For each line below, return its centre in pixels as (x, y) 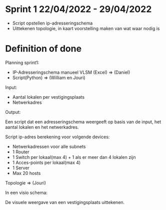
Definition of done (43, 49)
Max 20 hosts (26, 173)
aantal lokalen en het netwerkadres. (42, 127)
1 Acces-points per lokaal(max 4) (46, 162)
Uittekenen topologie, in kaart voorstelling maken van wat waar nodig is (86, 28)
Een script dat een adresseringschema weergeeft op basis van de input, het (83, 122)
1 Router (21, 152)
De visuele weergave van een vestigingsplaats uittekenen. (65, 202)
